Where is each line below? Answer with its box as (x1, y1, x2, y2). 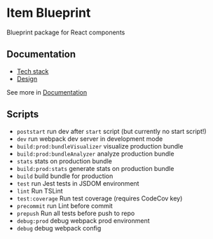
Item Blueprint (6, 5, 91, 21)
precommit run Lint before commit (16, 201, 113, 210)
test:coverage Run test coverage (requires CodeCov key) (16, 194, 183, 203)
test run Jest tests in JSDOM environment (16, 179, 139, 187)
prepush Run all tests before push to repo (16, 209, 135, 217)
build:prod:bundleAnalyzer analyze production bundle (16, 149, 174, 158)
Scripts (6, 109, 39, 121)
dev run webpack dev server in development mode (16, 135, 163, 143)
